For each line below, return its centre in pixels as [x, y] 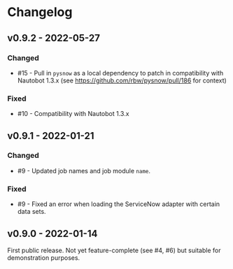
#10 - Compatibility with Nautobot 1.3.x [73, 114]
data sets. [32, 212]
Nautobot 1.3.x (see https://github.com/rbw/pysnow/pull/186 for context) [122, 80]
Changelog [40, 12]
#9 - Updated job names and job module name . [84, 170]
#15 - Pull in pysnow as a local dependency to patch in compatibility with [120, 73]
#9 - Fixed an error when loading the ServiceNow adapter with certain [119, 204]
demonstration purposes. [44, 257]
